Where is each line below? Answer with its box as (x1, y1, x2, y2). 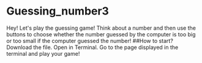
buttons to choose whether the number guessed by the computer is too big (6, 30, 196, 38)
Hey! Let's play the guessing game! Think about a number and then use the (6, 24, 196, 31)
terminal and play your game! (6, 50, 80, 57)
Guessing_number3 (6, 4, 109, 18)
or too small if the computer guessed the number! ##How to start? (6, 37, 173, 44)
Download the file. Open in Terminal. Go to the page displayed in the (6, 44, 179, 51)
